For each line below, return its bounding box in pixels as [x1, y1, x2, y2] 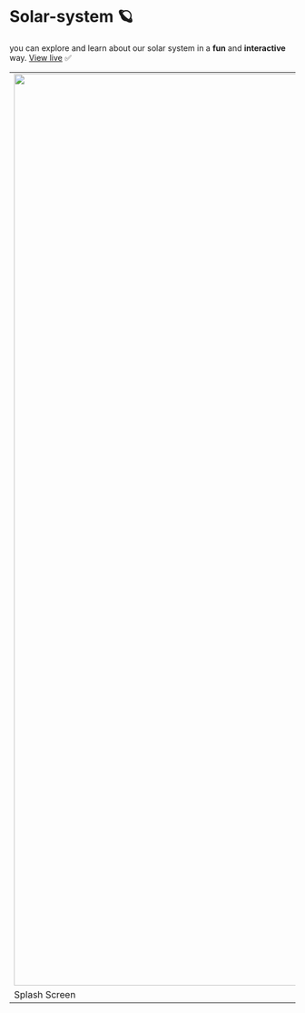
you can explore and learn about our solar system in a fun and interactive [9, 42, 286, 54]
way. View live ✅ [9, 52, 73, 63]
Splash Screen [14, 988, 76, 1000]
